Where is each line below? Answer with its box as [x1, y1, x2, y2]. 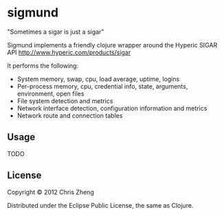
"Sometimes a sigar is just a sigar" [7, 28, 104, 36]
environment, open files [16, 89, 85, 98]
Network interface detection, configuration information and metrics [16, 104, 208, 112]
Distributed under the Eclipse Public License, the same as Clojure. [7, 201, 194, 209]
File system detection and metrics [16, 96, 113, 105]
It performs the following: [7, 61, 79, 69]
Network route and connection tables [16, 111, 123, 120]
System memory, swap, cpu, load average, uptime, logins [16, 74, 180, 83]
